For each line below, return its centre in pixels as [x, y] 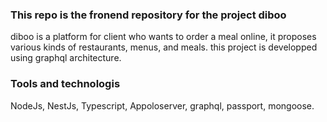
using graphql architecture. [66, 58]
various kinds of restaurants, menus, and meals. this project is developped [164, 47]
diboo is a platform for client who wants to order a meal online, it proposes [163, 37]
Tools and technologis [65, 84]
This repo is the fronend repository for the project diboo [148, 15]
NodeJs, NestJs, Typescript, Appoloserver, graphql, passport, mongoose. [162, 105]
